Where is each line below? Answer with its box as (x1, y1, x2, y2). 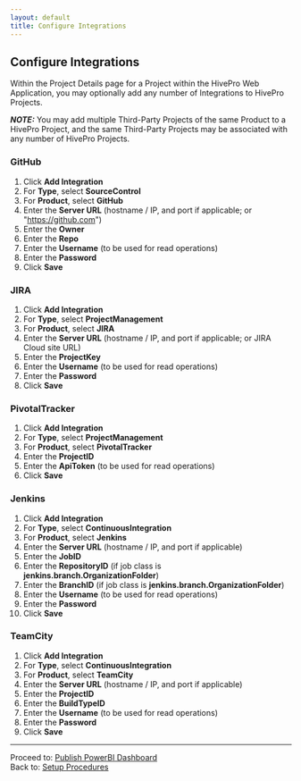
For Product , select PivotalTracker (22, 441, 153, 452)
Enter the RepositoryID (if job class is (22, 560, 162, 571)
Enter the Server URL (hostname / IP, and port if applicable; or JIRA (22, 332, 272, 343)
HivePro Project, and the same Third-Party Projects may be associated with (10, 124, 288, 135)
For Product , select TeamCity (22, 669, 134, 680)
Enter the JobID (22, 550, 81, 561)
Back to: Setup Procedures (10, 761, 109, 772)
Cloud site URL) (22, 341, 81, 353)
